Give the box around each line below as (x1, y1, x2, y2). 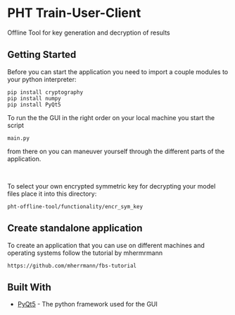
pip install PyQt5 (7, 101, 61, 108)
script (7, 121, 25, 129)
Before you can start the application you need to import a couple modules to (7, 67, 229, 76)
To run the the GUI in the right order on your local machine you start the (7, 113, 215, 121)
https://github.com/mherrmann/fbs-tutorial (7, 262, 137, 269)
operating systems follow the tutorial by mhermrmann (7, 249, 163, 257)
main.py (7, 134, 30, 142)
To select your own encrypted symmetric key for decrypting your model (7, 182, 216, 190)
